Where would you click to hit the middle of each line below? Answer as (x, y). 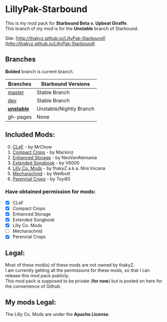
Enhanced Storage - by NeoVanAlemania (55, 157)
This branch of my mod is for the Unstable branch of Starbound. (72, 28)
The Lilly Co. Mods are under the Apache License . (57, 314)
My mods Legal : (31, 302)
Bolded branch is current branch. (40, 71)
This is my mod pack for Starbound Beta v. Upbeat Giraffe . (66, 23)
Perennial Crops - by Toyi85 (41, 179)
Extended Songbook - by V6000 (46, 163)
